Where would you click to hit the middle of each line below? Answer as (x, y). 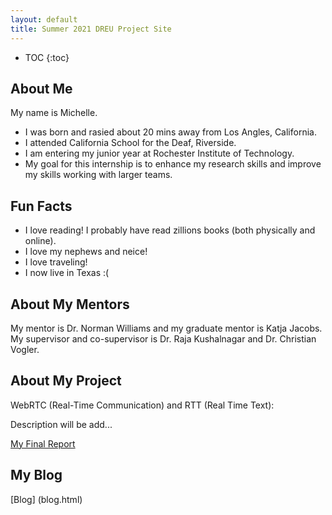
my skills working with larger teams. (98, 175)
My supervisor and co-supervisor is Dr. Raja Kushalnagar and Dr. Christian (163, 338)
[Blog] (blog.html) (46, 499)
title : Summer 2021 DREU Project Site (91, 29)
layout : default (44, 19)
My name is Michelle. (54, 113)
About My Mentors (70, 304)
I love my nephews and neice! (86, 252)
